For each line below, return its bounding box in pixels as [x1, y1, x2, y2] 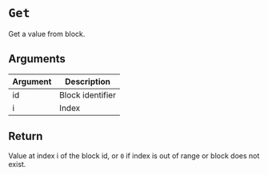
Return [8, 129, 43, 143]
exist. [8, 159, 26, 169]
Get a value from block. [8, 29, 86, 38]
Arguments [8, 52, 66, 66]
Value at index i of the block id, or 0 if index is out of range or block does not [8, 150, 260, 161]
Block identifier [59, 89, 116, 101]
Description [65, 76, 110, 87]
